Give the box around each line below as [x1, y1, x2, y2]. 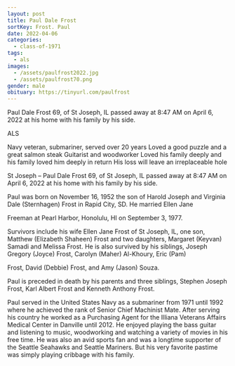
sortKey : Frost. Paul [7, 23, 71, 30]
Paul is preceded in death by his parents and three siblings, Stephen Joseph [7, 277, 228, 286]
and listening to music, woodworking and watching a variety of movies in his [7, 328, 228, 336]
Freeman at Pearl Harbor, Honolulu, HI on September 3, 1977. [7, 214, 183, 222]
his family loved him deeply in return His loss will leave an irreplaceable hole [7, 158, 228, 166]
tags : [7, 50, 23, 57]
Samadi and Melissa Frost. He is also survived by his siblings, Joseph [7, 242, 208, 251]
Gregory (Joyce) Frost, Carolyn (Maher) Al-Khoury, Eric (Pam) [7, 250, 187, 258]
